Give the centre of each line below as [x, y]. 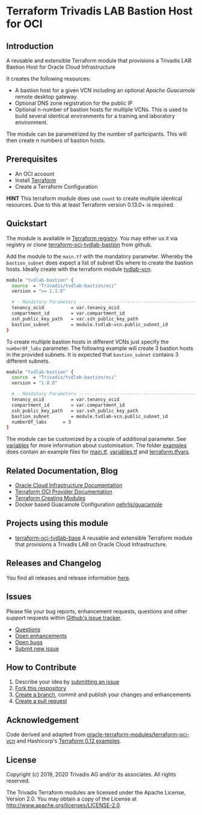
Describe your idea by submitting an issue [67, 682]
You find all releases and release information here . [69, 578]
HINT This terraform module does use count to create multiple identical [94, 198]
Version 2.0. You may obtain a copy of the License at [72, 799]
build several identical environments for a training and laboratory [95, 116]
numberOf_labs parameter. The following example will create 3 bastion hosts [100, 348]
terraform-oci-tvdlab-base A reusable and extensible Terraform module [104, 538]
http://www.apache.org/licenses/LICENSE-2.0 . [64, 805]
